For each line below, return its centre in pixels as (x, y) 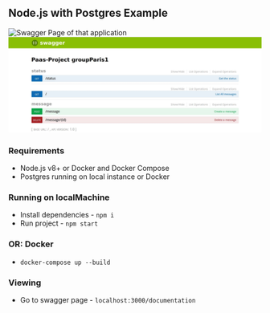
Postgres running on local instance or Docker (95, 177)
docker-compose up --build (65, 262)
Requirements (37, 150)
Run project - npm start (59, 223)
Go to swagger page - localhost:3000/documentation (108, 299)
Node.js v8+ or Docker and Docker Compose (95, 169)
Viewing (25, 283)
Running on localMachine (59, 197)
